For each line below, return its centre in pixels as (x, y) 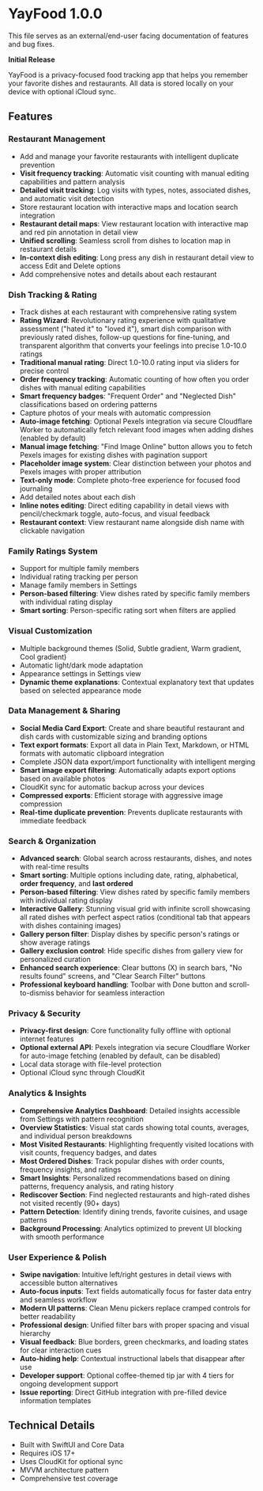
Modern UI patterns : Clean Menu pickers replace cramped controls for (135, 1308)
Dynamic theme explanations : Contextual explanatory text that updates (137, 682)
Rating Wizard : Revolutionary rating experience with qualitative (123, 320)
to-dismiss (37, 993)
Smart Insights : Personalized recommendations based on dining (125, 1177)
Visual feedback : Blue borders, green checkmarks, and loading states (134, 1342)
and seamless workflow (58, 1300)
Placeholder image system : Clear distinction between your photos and (135, 463)
